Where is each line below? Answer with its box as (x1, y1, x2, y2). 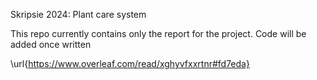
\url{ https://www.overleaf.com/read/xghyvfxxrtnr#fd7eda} (10, 58, 250, 69)
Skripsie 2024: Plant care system (10, 9, 147, 20)
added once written (10, 39, 92, 50)
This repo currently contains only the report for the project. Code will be (10, 28, 307, 39)
